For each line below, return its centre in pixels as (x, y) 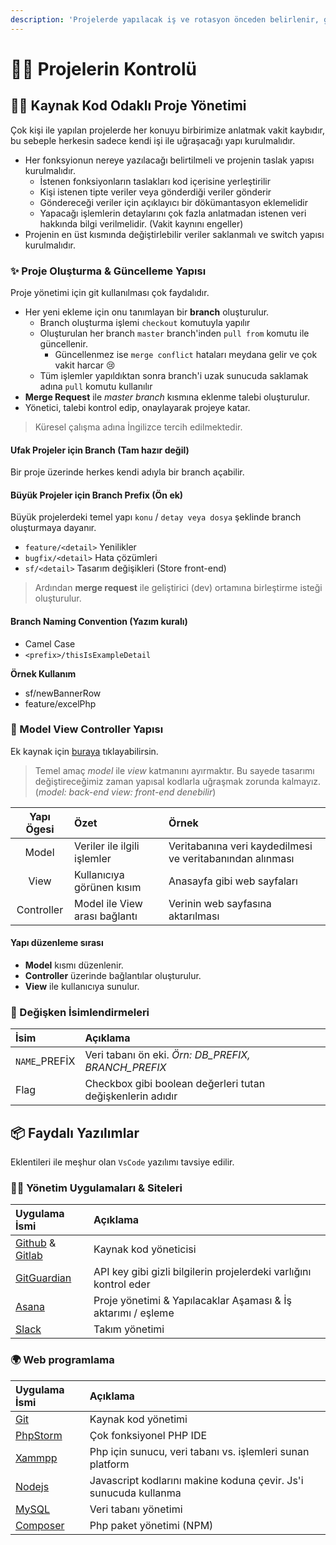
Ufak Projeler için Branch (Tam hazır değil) (100, 450)
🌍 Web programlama (62, 1360)
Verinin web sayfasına (220, 903)
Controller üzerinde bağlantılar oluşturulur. (113, 976)
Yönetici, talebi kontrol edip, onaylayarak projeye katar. (137, 407)
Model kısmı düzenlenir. (74, 965)
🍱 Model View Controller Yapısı (87, 729)
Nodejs (32, 1486)
